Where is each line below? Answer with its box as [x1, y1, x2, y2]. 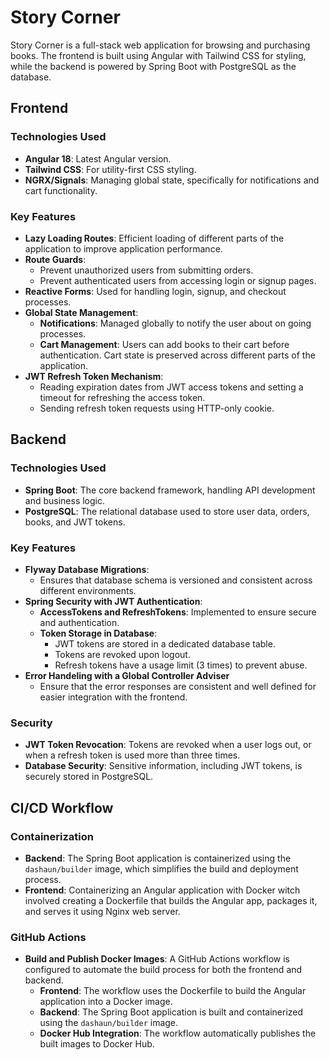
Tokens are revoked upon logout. [54, 648, 191, 660]
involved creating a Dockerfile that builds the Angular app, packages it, [24, 894, 318, 906]
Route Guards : [24, 253, 87, 265]
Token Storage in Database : [39, 627, 158, 639]
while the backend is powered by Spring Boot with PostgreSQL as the [10, 60, 297, 72]
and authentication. [39, 616, 120, 628]
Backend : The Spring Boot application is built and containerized [39, 1006, 304, 1018]
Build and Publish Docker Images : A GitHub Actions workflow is [24, 953, 290, 965]
